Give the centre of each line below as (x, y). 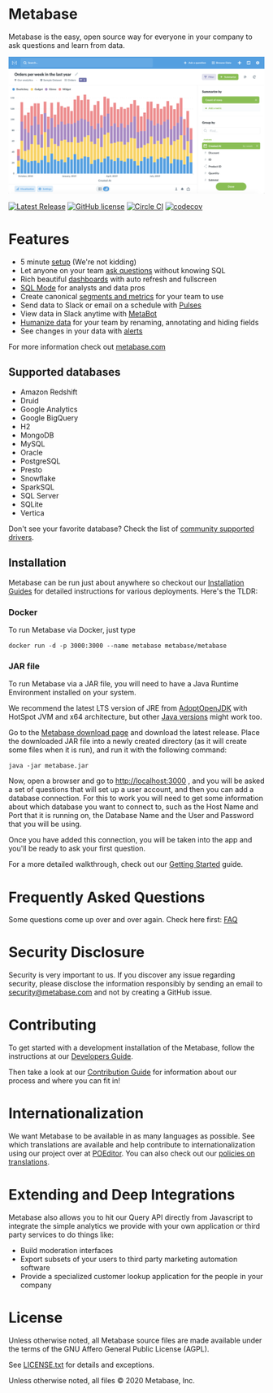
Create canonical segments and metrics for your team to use (122, 297)
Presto (31, 469)
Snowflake (38, 478)
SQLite (31, 504)
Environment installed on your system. (72, 693)
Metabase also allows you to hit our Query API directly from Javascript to (131, 1217)
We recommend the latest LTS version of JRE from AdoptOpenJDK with (128, 708)
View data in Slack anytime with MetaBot (88, 314)
